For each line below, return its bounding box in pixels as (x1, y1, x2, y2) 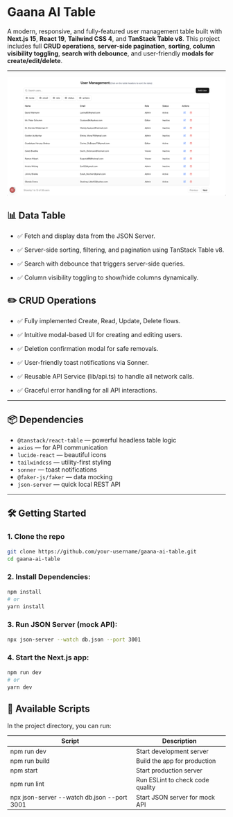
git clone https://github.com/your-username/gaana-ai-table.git (7, 549, 197, 556)
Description (162, 737, 197, 746)
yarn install (7, 603, 45, 610)
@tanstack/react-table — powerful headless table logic (17, 436, 177, 444)
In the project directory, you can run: (7, 721, 112, 730)
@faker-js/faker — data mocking (17, 472, 113, 481)
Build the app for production (136, 757, 216, 765)
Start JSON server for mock (136, 793, 216, 801)
